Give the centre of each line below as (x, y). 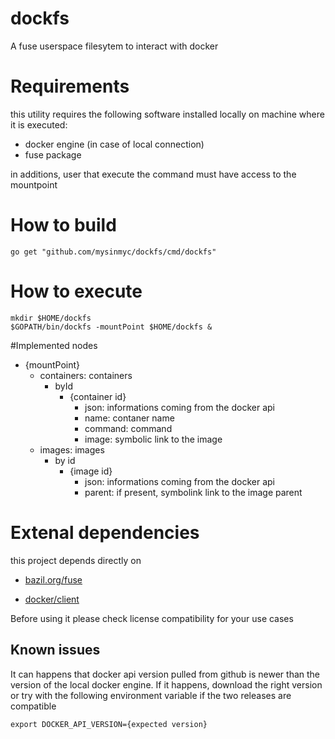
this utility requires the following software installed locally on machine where (167, 114)
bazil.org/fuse (53, 579)
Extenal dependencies (105, 532)
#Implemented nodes (54, 345)
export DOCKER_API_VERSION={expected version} (109, 724)
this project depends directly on (76, 560)
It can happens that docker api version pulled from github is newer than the (165, 674)
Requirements (70, 86)
